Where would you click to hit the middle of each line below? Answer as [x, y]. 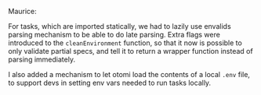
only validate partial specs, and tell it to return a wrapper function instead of [130, 51]
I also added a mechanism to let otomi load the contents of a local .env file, [129, 74]
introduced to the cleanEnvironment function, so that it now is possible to [125, 43]
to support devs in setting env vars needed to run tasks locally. [110, 83]
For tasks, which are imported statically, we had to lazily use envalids [120, 26]
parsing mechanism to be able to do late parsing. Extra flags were [114, 35]
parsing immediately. [42, 59]
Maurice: [22, 11]
